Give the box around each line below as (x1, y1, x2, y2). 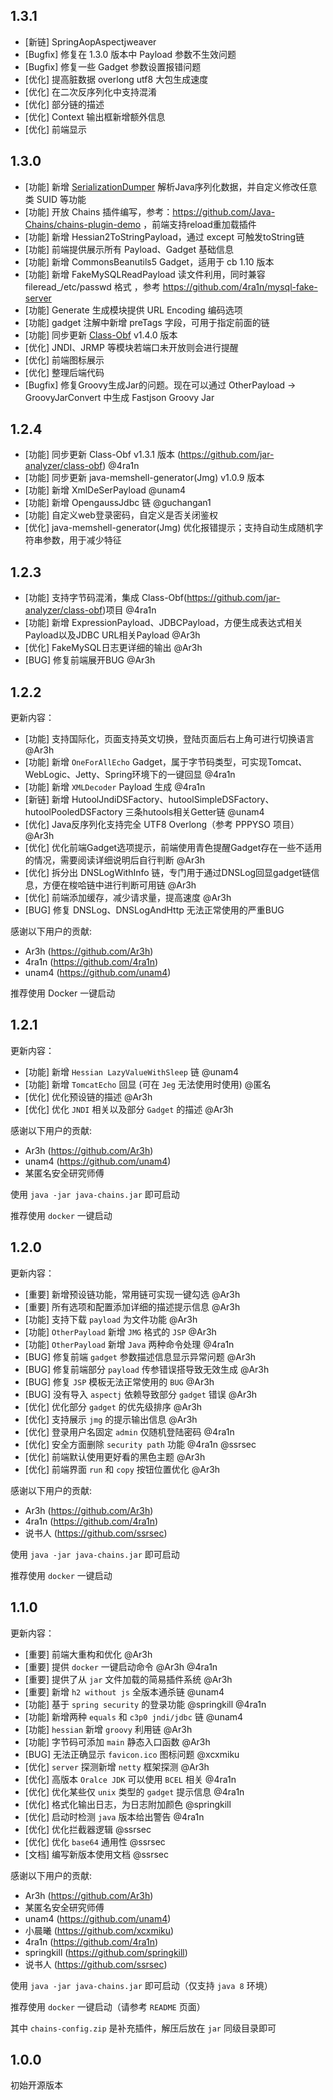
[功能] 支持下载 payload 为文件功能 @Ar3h (24, 1313, 198, 1325)
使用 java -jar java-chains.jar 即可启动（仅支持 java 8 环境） (10, 1979, 273, 1991)
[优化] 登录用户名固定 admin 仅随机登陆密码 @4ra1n (24, 1425, 235, 1438)
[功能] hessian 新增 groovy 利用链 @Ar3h (24, 1723, 193, 1735)
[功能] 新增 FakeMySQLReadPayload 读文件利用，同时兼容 (24, 268, 266, 280)
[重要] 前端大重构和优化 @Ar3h (24, 1648, 153, 1660)
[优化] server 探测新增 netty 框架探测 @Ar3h (24, 1760, 210, 1773)
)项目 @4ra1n (102, 604, 157, 616)
